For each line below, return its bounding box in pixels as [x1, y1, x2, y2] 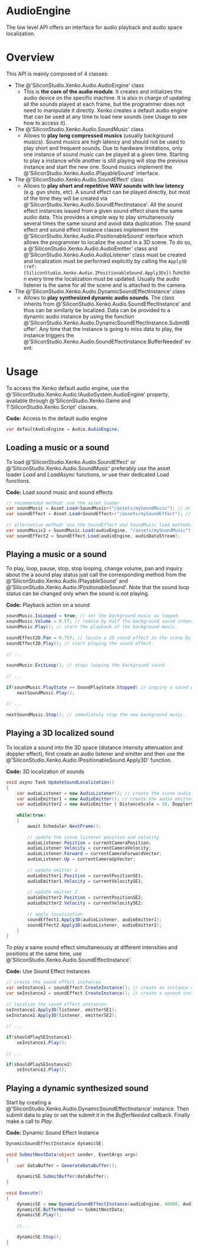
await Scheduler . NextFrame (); [27, 823, 101, 829]
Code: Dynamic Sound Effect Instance [6, 1129, 99, 1136]
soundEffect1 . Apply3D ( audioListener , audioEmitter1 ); [27, 917, 162, 922]
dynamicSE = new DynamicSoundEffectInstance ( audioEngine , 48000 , [16, 1201, 181, 1207]
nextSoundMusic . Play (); [16, 690, 75, 696]
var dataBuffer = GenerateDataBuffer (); [16, 1162, 117, 1168]
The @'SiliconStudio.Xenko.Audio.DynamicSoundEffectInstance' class [14, 288, 186, 295]
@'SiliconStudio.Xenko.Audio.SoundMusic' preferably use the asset [6, 464, 171, 472]
